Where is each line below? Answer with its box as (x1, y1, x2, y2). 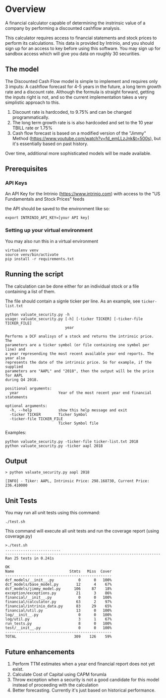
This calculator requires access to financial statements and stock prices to (5, 35, 157, 41)
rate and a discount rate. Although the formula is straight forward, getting (5, 88, 155, 95)
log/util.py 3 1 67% (5, 617, 112, 622)
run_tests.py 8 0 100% (5, 621, 112, 626)
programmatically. (12, 114, 50, 120)
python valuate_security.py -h (5, 312, 70, 317)
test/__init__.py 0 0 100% (5, 625, 112, 630)
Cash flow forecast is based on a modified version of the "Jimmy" (12, 130, 146, 136)
